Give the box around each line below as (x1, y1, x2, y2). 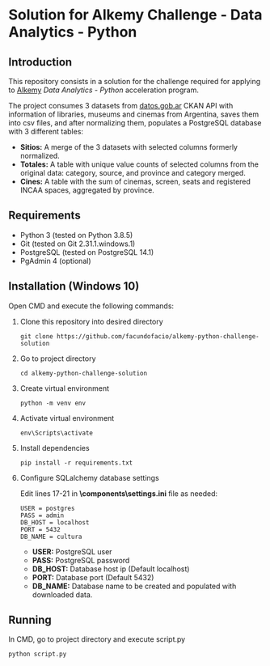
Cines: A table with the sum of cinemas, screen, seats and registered (19, 176, 251, 186)
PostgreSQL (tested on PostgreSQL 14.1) (19, 247, 154, 257)
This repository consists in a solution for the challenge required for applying (8, 77, 261, 86)
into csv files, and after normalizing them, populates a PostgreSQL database (8, 118, 262, 127)
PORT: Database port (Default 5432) (32, 572, 154, 582)
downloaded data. (32, 589, 93, 600)
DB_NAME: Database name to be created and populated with (32, 581, 237, 591)
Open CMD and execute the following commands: (8, 301, 175, 311)
